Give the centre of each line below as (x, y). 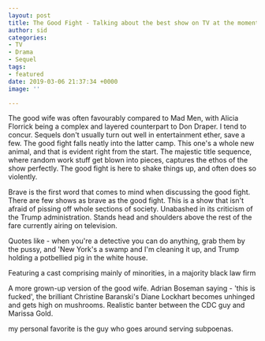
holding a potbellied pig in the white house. (78, 258)
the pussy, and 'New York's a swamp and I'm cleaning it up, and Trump (124, 249)
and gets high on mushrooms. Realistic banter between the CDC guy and (127, 305)
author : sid (28, 30)
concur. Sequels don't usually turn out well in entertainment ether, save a (127, 135)
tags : (17, 67)
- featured (26, 74)
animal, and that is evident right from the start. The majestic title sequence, (130, 152)
